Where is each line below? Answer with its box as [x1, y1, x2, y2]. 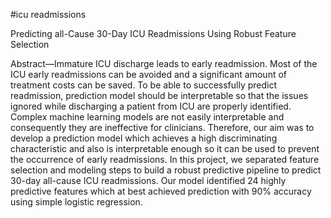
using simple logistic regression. [10, 196, 143, 208]
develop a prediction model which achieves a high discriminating [10, 132, 278, 144]
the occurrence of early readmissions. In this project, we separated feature [10, 154, 320, 165]
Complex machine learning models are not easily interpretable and [10, 111, 285, 123]
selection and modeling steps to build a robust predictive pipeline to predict [10, 164, 322, 176]
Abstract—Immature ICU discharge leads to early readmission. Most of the [10, 58, 318, 69]
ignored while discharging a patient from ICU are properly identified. [10, 100, 292, 112]
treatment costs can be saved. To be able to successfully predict [10, 79, 278, 91]
